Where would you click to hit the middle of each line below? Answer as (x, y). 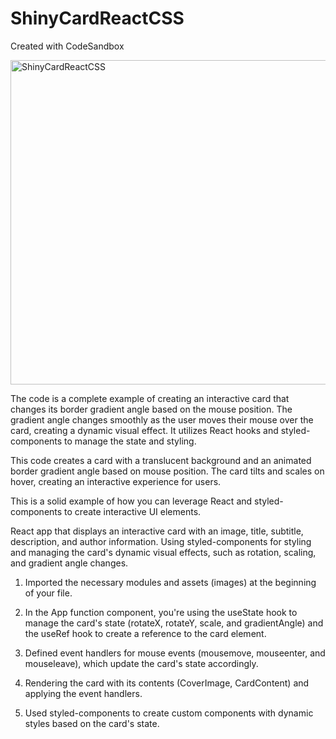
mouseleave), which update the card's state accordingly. (141, 663)
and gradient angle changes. (69, 563)
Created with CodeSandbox (67, 46)
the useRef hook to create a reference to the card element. (145, 633)
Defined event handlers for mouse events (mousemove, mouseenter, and (175, 653)
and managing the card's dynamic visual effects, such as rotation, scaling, (163, 552)
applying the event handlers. (83, 693)
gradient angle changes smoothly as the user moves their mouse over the (162, 419)
